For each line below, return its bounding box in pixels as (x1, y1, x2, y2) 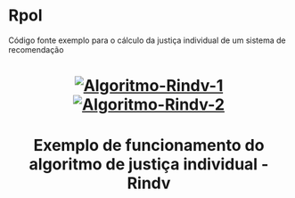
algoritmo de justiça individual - (29, 154, 269, 175)
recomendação (8, 44, 64, 54)
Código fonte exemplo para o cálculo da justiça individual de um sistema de (8, 35, 286, 45)
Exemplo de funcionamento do (33, 136, 265, 156)
